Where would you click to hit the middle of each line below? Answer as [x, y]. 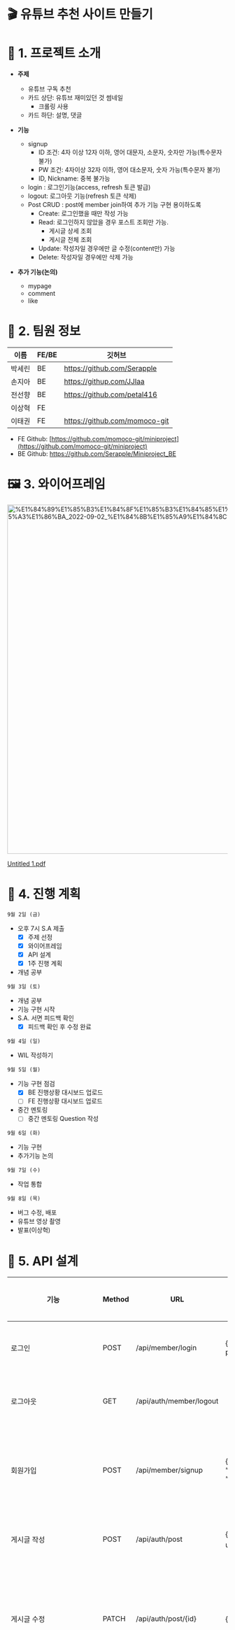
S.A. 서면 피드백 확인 [46, 1018]
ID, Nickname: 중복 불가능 [74, 178]
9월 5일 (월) [24, 1070]
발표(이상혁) [34, 1230]
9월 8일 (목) [24, 1199]
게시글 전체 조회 [70, 240]
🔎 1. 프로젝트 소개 [54, 53]
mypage [40, 286]
